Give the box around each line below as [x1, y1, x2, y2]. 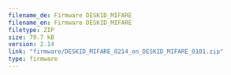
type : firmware [8, 55, 58, 63]
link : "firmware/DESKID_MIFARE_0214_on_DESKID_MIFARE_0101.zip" [8, 48, 224, 55]
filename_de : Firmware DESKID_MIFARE [8, 11, 132, 20]
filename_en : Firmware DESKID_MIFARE [8, 19, 132, 27]
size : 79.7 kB [8, 33, 55, 41]
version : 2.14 [8, 41, 55, 48]
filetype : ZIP [8, 26, 55, 34]
